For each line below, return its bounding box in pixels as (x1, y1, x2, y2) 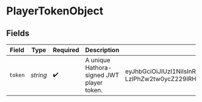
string (30, 71, 47, 79)
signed (85, 71, 105, 79)
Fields (6, 28, 30, 38)
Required (52, 46, 79, 54)
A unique (85, 56, 111, 64)
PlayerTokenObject (6, 4, 103, 18)
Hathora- (85, 64, 112, 71)
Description (85, 46, 120, 54)
